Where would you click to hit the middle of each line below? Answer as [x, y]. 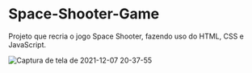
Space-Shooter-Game [84, 14]
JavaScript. [27, 44]
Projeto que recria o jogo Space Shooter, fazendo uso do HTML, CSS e [126, 36]
